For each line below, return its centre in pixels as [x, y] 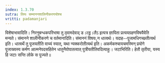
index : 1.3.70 [20, 10]
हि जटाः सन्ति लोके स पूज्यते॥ [28, 55]
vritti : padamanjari [26, 19]
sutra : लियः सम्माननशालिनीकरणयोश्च [33, 14]
